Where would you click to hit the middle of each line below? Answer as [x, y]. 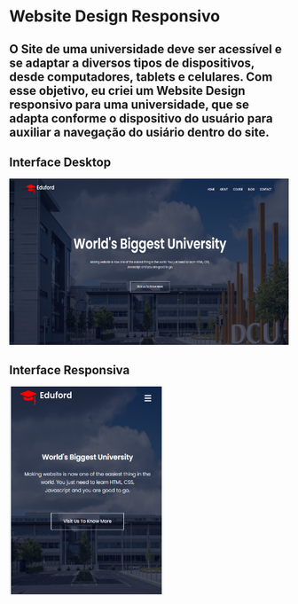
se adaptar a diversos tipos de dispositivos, [132, 63]
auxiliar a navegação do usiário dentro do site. [140, 132]
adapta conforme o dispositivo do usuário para [141, 118]
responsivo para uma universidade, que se [129, 104]
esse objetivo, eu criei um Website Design [127, 90]
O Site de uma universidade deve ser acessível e [145, 49]
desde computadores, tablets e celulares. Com [141, 77]
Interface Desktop [60, 162]
